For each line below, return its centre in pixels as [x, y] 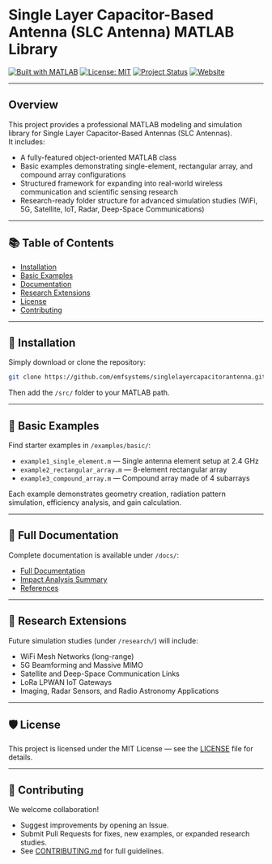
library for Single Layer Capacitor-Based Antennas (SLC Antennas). [121, 133]
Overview [34, 105]
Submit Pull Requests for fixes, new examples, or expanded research [135, 834]
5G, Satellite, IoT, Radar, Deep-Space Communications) [112, 209]
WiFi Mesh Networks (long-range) [77, 656]
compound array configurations [73, 174]
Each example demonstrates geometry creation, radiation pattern [117, 494]
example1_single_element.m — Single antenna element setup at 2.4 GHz [139, 461]
